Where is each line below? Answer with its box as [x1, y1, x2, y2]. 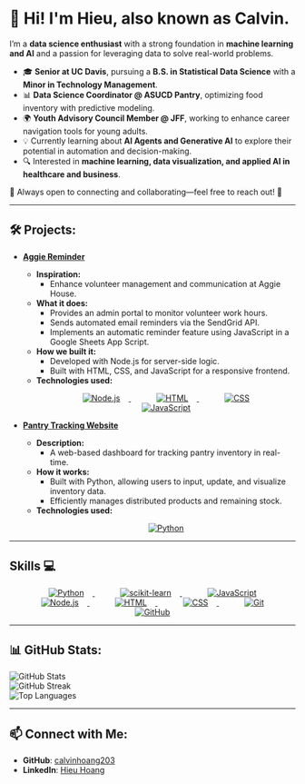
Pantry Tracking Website [22, 420, 119, 431]
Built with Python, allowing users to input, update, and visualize [49, 476, 286, 487]
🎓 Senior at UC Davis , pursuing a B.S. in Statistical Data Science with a [22, 65, 296, 76]
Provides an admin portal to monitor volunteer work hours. [49, 307, 268, 318]
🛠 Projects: [9, 223, 76, 238]
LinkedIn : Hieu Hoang [22, 765, 105, 776]
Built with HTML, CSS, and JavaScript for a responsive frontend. [49, 365, 290, 376]
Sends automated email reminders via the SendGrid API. [49, 317, 261, 328]
